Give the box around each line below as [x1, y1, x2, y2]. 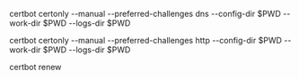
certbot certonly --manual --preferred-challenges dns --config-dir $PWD [9, 9, 281, 19]
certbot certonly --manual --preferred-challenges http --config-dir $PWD [9, 36, 283, 45]
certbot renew [9, 62, 62, 72]
